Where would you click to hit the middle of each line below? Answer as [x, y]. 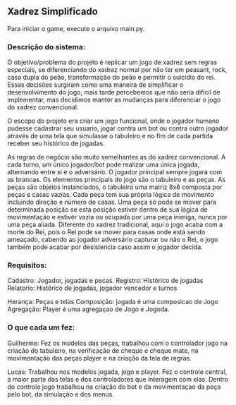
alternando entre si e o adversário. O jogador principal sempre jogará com [115, 172]
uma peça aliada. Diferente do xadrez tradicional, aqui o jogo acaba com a [115, 224]
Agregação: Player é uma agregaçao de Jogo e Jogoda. [88, 309]
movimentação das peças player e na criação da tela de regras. [99, 358]
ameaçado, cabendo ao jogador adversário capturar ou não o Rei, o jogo [113, 240]
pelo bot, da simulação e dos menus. [61, 394]
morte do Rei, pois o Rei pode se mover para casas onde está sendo [106, 232]
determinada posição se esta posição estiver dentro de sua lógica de [107, 210]
